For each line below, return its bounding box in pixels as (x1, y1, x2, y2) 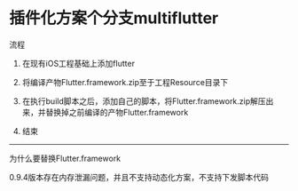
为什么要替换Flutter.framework (9, 153, 122, 163)
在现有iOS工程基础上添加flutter (21, 58, 136, 68)
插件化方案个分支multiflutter (9, 8, 219, 28)
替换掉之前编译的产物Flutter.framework (45, 107, 189, 117)
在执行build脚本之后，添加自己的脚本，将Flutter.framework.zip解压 (21, 95, 266, 107)
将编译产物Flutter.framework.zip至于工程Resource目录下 (21, 76, 229, 87)
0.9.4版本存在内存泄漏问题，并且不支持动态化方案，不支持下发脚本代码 (9, 171, 269, 182)
